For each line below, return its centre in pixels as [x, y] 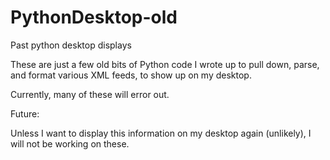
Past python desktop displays [71, 45]
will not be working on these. [70, 143]
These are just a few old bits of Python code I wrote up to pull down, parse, [165, 64]
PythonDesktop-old [94, 17]
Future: [25, 113]
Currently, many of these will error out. [90, 94]
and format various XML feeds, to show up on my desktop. [131, 75]
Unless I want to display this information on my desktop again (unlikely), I [161, 133]
